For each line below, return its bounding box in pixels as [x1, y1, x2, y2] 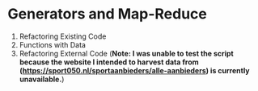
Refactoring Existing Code [19, 31, 107, 41]
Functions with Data [19, 39, 87, 49]
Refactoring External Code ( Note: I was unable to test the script [19, 48, 234, 58]
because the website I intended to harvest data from [19, 57, 199, 67]
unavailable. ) [19, 74, 65, 84]
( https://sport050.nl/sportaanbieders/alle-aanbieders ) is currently [19, 65, 250, 75]
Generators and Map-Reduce [7, 5, 207, 23]
